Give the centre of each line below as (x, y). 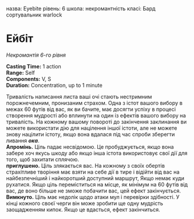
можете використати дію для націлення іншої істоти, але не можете (92, 128)
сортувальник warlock (34, 15)
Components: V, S (29, 79)
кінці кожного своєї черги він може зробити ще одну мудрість (85, 203)
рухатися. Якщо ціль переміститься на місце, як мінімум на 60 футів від (97, 184)
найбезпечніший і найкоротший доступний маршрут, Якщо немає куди (95, 178)
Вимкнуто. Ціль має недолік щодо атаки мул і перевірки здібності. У (93, 197)
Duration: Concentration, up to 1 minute (54, 85)
